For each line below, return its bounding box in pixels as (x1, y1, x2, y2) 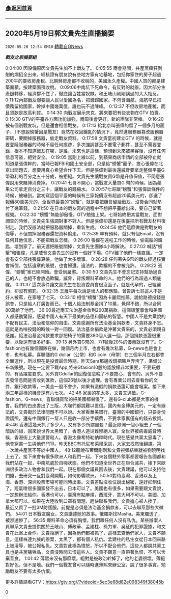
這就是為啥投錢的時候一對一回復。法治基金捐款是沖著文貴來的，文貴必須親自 (5, 326, 166, 332)
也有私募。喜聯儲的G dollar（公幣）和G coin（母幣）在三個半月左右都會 (14, 351, 164, 358)
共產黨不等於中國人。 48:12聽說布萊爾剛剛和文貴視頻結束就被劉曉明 (18, 447, 161, 453)
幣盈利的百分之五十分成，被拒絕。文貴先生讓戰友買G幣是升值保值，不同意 (5, 173, 160, 179)
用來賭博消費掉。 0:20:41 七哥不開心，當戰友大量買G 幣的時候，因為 (14, 180, 157, 186)
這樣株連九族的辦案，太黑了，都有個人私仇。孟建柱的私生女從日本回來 (14, 536, 161, 542)
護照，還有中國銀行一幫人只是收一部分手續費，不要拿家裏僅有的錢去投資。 (9, 415, 166, 421)
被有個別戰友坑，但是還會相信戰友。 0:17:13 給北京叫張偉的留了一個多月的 (5, 122, 160, 128)
